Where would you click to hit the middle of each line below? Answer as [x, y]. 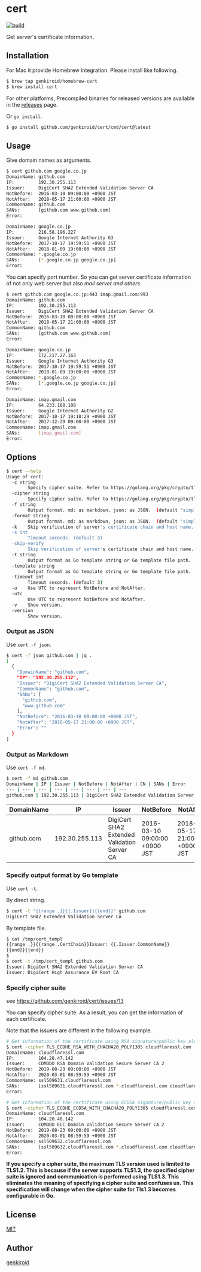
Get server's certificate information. [50, 37]
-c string [24, 482]
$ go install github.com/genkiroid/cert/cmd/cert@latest [79, 127]
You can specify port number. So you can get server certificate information [99, 277]
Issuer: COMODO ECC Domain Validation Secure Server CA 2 [85, 1125]
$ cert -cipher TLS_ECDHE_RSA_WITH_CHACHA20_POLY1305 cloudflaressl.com [99, 1047]
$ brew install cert [32, 87]
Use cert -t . [22, 888]
